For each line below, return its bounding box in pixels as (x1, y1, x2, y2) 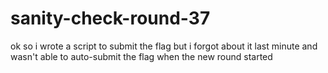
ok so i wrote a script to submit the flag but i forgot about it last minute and (10, 40, 318, 52)
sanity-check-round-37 (10, 7, 211, 30)
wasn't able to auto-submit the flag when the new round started (10, 50, 273, 62)
